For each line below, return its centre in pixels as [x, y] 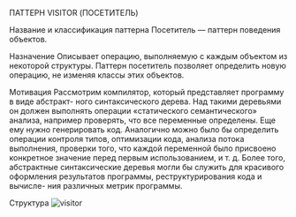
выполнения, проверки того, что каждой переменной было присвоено [143, 148]
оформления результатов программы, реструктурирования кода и [136, 176]
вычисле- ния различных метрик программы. [96, 186]
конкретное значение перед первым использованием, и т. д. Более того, [147, 157]
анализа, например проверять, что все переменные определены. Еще [143, 120]
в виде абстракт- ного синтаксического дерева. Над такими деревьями [145, 101]
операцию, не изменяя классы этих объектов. [97, 75]
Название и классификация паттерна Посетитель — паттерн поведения [145, 30]
